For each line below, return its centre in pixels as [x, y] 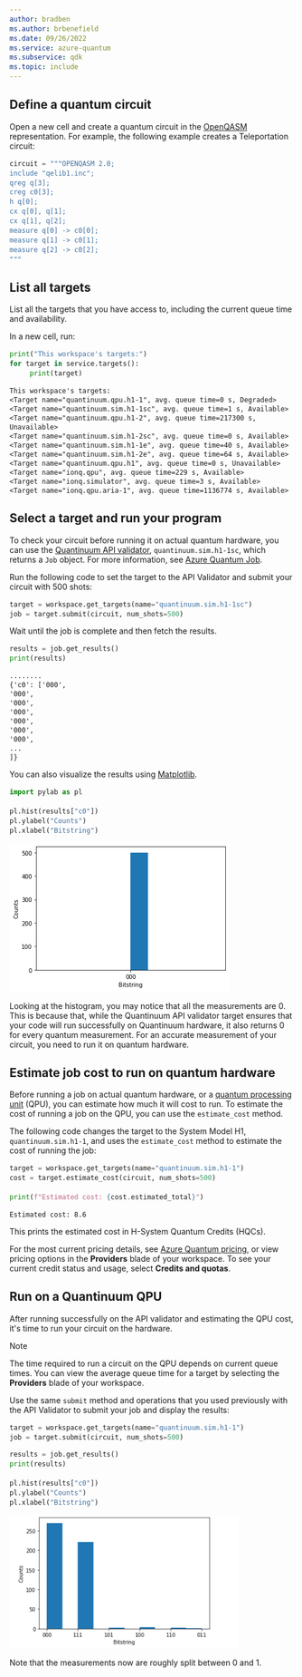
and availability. [38, 319]
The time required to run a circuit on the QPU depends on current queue [144, 1363]
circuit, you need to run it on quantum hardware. [99, 1044]
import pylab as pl [46, 792]
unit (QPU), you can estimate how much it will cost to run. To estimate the [146, 1104]
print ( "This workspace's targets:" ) [78, 354]
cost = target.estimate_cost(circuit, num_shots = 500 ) [113, 1178]
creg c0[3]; [32, 192]
